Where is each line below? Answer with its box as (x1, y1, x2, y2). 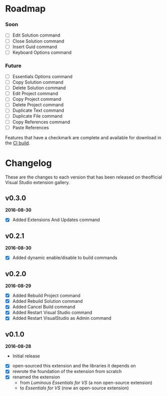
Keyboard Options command (12, 49, 71, 55)
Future (5, 62, 21, 69)
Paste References (12, 124, 49, 130)
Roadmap (5, 3, 46, 15)
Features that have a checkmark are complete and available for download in (5, 134, 161, 140)
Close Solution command (12, 38, 64, 44)
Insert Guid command (12, 44, 57, 50)
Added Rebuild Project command (12, 293, 81, 299)
